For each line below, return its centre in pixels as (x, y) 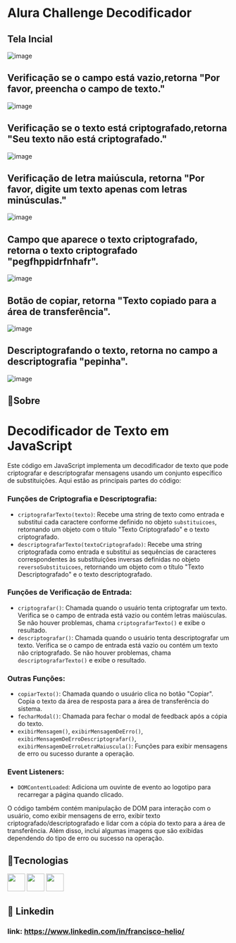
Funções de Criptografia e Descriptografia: (82, 499)
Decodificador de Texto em (88, 431)
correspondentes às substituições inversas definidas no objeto (109, 559)
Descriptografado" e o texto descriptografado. (85, 574)
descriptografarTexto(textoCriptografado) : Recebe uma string (110, 544)
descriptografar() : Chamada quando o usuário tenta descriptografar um (123, 637)
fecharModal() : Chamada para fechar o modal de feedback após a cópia (122, 716)
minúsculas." (37, 201)
